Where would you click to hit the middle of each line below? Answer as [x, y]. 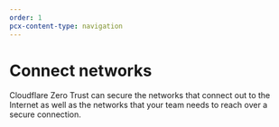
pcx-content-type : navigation [66, 26]
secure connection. [45, 114]
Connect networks [81, 71]
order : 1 [26, 18]
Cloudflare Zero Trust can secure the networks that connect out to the [140, 95]
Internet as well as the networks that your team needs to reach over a [139, 105]
